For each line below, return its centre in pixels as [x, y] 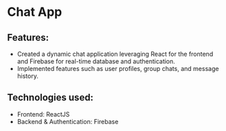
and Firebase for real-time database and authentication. [96, 61]
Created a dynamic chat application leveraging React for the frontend [115, 54]
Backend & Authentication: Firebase [68, 121]
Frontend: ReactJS [43, 114]
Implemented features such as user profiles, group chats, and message [118, 69]
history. [28, 76]
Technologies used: [50, 98]
